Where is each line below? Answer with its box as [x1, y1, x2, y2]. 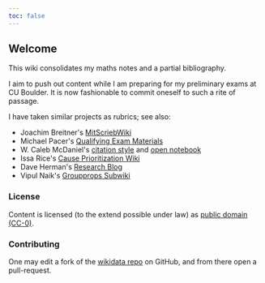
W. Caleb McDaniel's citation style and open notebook [19, 145, 202, 155]
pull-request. [8, 265, 52, 276]
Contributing [8, 238, 60, 250]
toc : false [8, 11, 45, 20]
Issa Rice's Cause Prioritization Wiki [19, 153, 140, 163]
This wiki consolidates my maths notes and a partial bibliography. [8, 63, 227, 73]
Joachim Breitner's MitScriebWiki [19, 127, 132, 138]
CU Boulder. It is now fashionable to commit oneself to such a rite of [8, 88, 237, 97]
